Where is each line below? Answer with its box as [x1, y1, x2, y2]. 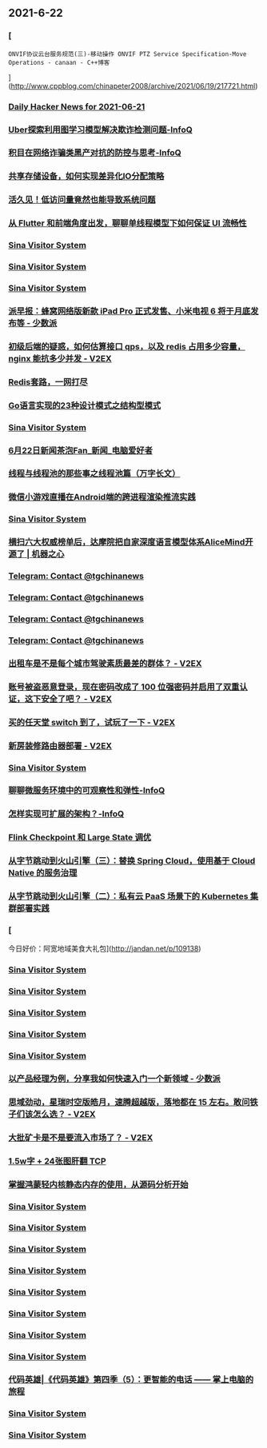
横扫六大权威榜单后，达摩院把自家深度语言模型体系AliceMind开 [8, 537, 253, 548]
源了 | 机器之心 [8, 548, 65, 560]
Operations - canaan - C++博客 [8, 58, 110, 66]
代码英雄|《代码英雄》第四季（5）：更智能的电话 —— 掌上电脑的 [8, 1374, 254, 1385]
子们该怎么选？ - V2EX [8, 1108, 96, 1119]
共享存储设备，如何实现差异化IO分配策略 [8, 171, 165, 182]
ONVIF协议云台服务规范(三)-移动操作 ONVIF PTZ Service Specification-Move [8, 50, 247, 58]
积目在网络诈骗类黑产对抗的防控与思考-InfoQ [8, 147, 181, 158]
